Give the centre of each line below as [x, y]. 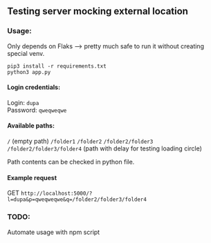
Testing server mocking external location [98, 11]
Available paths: [31, 126]
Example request [32, 177]
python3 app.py [29, 72]
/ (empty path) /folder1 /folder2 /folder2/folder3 [80, 142]
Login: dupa [23, 102]
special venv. [26, 53]
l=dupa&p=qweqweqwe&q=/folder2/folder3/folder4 [77, 200]
